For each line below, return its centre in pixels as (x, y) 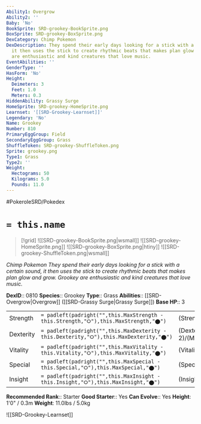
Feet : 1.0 (24, 90)
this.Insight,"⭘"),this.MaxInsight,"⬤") (100, 382)
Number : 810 (21, 129)
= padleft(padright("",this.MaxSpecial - (100, 361)
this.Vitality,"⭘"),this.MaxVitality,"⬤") (104, 353)
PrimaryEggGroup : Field (36, 135)
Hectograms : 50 (31, 174)
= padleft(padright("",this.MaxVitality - (102, 347)
